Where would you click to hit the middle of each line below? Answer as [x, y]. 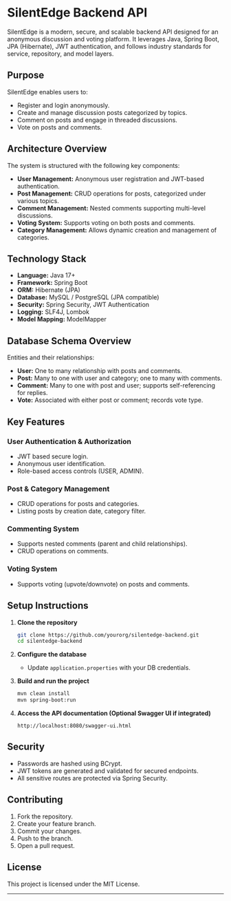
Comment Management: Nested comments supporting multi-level [111, 208]
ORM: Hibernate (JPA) [48, 290]
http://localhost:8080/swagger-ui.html [74, 726]
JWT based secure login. [53, 456]
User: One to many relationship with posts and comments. [99, 371]
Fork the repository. [45, 816]
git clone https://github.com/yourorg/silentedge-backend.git [108, 635]
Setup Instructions [48, 606]
